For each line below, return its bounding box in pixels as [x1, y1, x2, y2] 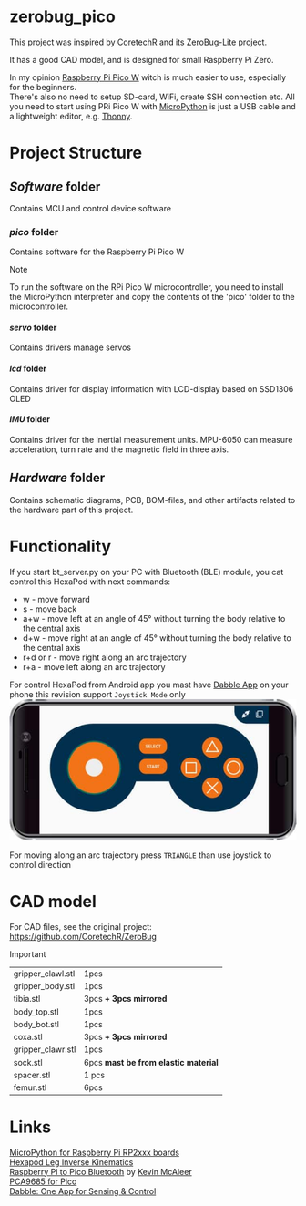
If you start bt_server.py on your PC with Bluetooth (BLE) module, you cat [9, 566, 284, 577]
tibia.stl [13, 994, 41, 1005]
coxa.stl [13, 1032, 43, 1043]
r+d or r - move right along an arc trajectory [22, 652, 187, 663]
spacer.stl [13, 1069, 51, 1080]
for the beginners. [9, 81, 77, 92]
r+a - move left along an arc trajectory [22, 661, 166, 672]
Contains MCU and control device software [9, 202, 171, 213]
